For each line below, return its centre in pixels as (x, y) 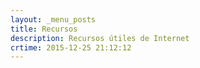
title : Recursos (44, 29)
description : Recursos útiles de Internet (100, 38)
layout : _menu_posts (53, 19)
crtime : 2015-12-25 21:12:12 (71, 47)
